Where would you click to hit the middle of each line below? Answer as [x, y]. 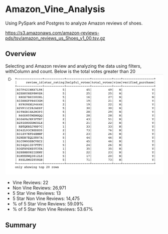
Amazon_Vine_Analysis [55, 9]
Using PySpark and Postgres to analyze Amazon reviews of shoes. [74, 23]
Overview [21, 54]
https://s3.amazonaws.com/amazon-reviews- [52, 33]
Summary [21, 225]
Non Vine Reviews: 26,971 [39, 188]
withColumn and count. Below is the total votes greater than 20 [70, 71]
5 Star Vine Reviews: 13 [37, 193]
